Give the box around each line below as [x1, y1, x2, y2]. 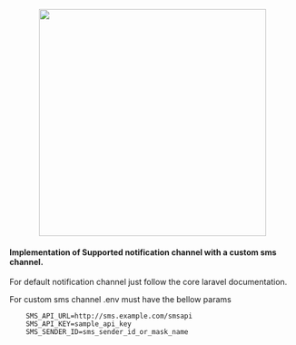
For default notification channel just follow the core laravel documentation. [9, 277, 288, 288]
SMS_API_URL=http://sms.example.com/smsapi [25, 311, 193, 321]
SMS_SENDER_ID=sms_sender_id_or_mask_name [25, 328, 189, 337]
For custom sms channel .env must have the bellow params [9, 294, 232, 305]
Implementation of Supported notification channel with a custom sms [9, 246, 277, 258]
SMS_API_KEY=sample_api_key [25, 320, 132, 329]
